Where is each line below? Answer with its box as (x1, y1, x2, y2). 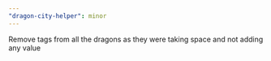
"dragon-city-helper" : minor (8, 11, 107, 20)
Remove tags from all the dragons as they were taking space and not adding (8, 34, 264, 44)
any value (8, 42, 41, 53)
